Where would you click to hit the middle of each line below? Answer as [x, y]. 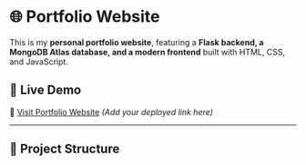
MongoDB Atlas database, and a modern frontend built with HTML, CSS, [147, 52]
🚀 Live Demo [46, 90]
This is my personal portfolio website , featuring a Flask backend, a [137, 42]
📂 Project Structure [65, 149]
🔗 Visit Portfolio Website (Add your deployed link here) [112, 112]
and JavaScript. [39, 62]
